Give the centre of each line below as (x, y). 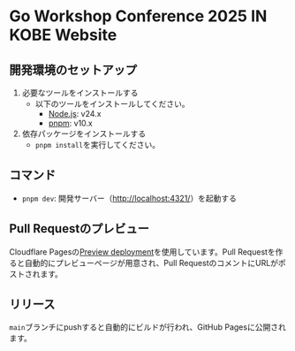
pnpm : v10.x (70, 123)
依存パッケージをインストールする (84, 134)
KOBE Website (63, 35)
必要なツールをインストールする (80, 93)
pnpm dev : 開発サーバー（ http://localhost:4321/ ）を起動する (129, 198)
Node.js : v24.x (75, 114)
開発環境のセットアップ (73, 69)
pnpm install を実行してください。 (98, 145)
